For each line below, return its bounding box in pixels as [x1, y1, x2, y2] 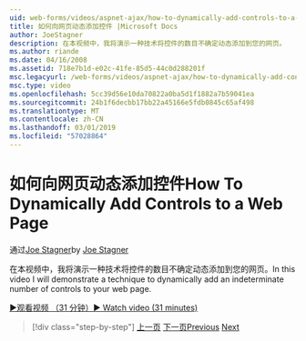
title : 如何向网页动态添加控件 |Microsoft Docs [9, 22, 178, 31]
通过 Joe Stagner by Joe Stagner [9, 244, 129, 255]
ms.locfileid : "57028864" [9, 132, 107, 141]
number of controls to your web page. [9, 283, 152, 294]
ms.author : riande [9, 47, 79, 56]
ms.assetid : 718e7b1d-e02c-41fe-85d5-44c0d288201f [9, 65, 206, 74]
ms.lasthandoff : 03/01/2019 [9, 124, 117, 133]
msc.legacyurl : [9, 73, 67, 82]
